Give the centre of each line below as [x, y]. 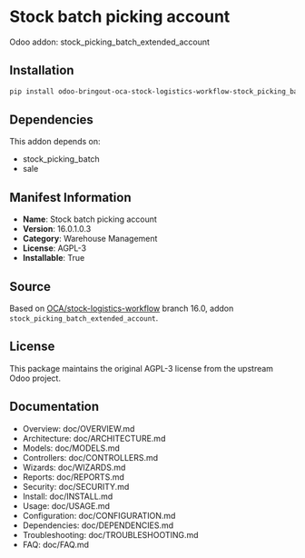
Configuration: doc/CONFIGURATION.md [99, 515]
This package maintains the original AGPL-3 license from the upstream [142, 368]
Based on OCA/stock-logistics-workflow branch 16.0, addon [122, 309]
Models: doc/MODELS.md [71, 448]
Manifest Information [70, 197]
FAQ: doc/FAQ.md [55, 544]
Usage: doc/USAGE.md [66, 505]
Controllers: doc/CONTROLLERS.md [90, 457]
